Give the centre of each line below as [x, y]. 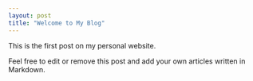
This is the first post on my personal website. [82, 45]
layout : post [30, 15]
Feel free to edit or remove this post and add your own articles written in [127, 61]
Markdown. [27, 69]
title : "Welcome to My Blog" [57, 23]
